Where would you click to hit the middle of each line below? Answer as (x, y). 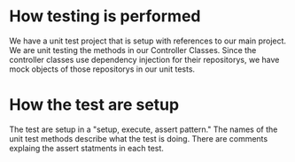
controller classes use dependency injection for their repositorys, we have (144, 59)
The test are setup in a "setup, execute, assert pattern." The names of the (144, 129)
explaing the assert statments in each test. (86, 148)
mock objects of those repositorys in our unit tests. (102, 69)
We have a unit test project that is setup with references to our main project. (147, 41)
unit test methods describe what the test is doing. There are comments (139, 138)
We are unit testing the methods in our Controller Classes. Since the (133, 50)
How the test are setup (94, 105)
